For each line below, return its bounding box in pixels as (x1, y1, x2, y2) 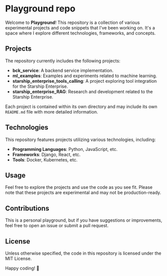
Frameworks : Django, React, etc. (12, 151, 81, 157)
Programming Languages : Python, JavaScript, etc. (12, 146, 118, 152)
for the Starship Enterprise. (12, 83, 68, 89)
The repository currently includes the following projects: (5, 58, 121, 64)
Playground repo (5, 3, 76, 14)
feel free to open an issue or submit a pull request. (5, 223, 109, 229)
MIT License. (5, 256, 32, 262)
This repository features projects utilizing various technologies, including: (5, 137, 156, 142)
